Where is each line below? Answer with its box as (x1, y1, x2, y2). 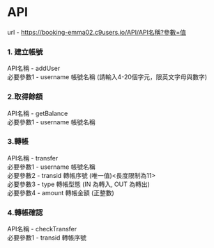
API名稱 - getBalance (7, 109, 68, 117)
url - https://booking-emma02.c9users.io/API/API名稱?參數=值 (7, 28, 187, 36)
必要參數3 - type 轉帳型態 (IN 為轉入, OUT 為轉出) (7, 180, 150, 188)
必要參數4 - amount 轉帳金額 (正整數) (7, 188, 115, 197)
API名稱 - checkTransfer (7, 225, 77, 233)
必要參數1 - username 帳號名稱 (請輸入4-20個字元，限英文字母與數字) (7, 73, 208, 81)
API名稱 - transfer (7, 154, 59, 162)
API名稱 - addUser (7, 64, 61, 73)
